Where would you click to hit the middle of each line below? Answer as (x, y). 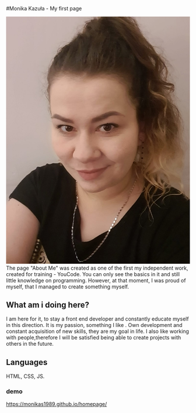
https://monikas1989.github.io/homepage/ (57, 404)
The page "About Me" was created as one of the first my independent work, (97, 268)
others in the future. (30, 344)
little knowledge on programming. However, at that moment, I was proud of (96, 280)
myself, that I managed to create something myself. (68, 287)
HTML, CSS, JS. (25, 376)
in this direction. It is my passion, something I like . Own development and (94, 325)
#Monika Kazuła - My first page (44, 8)
